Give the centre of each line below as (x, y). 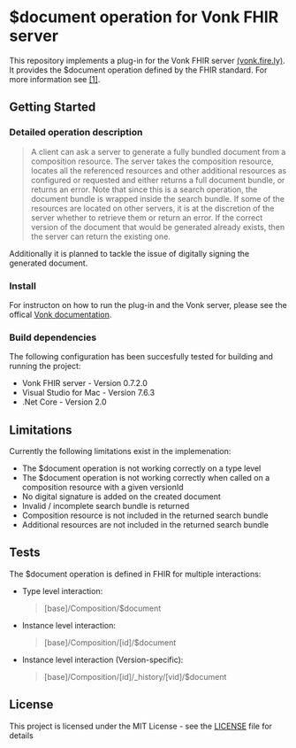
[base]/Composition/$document (102, 608)
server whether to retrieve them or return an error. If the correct (147, 217)
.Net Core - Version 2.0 (65, 402)
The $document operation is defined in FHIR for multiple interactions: (135, 574)
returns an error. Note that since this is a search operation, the (144, 189)
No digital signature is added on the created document (121, 497)
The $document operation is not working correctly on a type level (141, 468)
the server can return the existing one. (100, 236)
